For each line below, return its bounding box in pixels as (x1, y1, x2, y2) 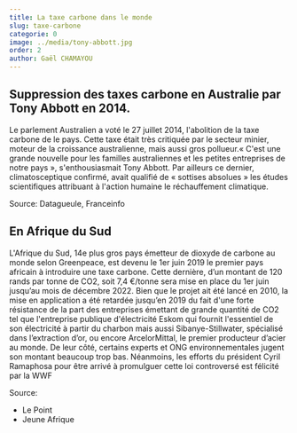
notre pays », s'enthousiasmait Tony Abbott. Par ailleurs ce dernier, (9, 161, 254, 173)
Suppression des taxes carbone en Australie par (9, 87, 282, 102)
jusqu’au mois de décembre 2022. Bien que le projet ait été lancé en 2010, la (9, 285, 289, 295)
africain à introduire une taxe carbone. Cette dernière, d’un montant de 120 (9, 266, 283, 277)
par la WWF (9, 370, 53, 381)
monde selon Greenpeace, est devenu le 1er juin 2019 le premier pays (9, 256, 264, 267)
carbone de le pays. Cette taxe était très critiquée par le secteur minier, (9, 134, 270, 145)
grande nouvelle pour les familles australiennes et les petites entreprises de (9, 153, 285, 163)
